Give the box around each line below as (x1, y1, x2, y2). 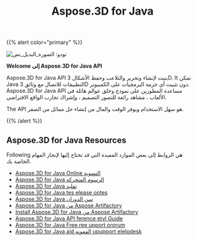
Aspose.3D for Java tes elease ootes (15, 189, 108, 196)
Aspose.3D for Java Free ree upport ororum (15, 221, 126, 228)
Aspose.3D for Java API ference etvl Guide (15, 215, 123, 222)
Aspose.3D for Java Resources (6, 135, 127, 145)
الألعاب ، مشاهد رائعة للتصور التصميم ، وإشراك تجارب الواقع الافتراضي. (6, 93, 167, 101)
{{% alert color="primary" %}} (6, 38, 83, 46)
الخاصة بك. (6, 157, 32, 165)
